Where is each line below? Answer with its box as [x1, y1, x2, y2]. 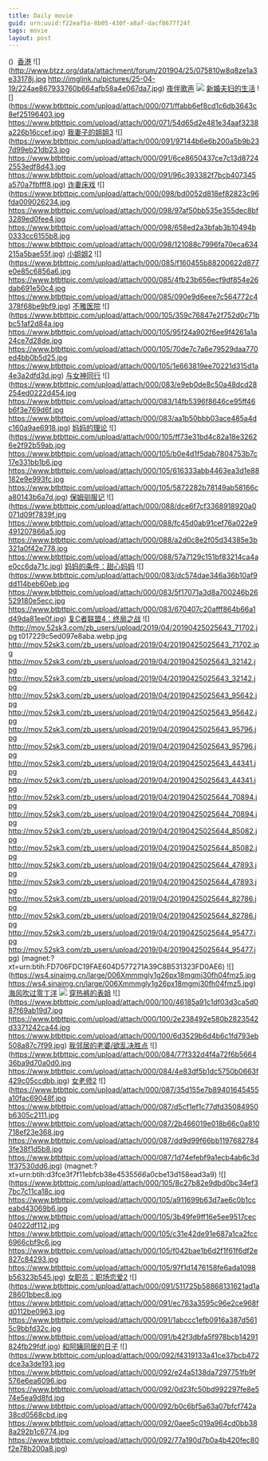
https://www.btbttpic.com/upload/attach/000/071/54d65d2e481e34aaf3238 [8, 118, 259, 128]
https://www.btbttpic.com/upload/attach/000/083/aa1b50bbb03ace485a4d [8, 414, 258, 423]
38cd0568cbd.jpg [8, 1410, 68, 1420]
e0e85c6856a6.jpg [8, 266, 72, 276]
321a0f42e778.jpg [8, 544, 68, 553]
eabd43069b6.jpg [8, 1203, 68, 1213]
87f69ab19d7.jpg [8, 1006, 63, 1015]
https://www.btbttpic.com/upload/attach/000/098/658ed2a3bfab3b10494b [8, 222, 257, 232]
